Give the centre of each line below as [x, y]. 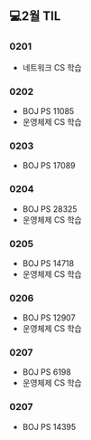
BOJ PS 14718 [48, 263]
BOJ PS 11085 [48, 110]
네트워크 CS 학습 [52, 67]
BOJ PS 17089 [49, 166]
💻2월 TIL [35, 16]
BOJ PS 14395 [49, 426]
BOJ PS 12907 [49, 318]
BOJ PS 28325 [50, 209]
